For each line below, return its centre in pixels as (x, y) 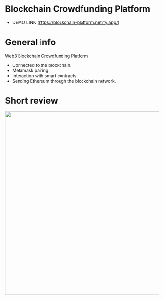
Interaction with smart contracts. (45, 75)
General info (31, 42)
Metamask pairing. (31, 70)
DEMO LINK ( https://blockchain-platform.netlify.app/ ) (66, 22)
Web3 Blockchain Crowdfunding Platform (47, 56)
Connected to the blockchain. (42, 65)
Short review (32, 101)
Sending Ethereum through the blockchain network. (64, 81)
